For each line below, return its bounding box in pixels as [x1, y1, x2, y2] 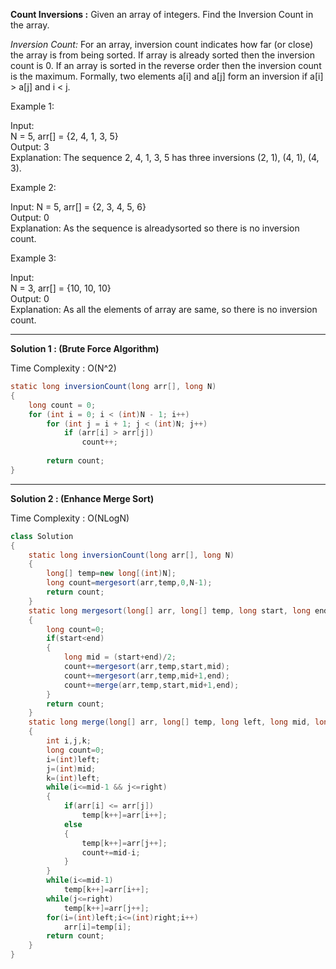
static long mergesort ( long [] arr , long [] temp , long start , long [28, 605, 311, 616]
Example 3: [10, 252, 57, 264]
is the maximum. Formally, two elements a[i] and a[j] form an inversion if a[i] [10, 70, 324, 82]
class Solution [10, 531, 74, 541]
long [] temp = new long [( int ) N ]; [46, 569, 177, 579]
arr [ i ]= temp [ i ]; [63, 922, 132, 932]
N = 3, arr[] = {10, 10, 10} [10, 282, 112, 294]
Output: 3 [10, 141, 50, 153]
